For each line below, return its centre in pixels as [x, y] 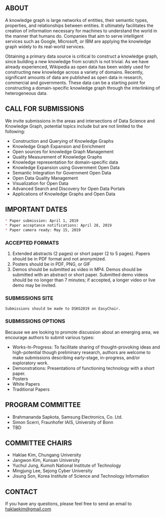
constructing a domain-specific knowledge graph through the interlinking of [82, 88]
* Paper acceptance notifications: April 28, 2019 [58, 226]
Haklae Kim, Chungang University [47, 455]
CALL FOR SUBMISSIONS [45, 109]
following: [15, 131]
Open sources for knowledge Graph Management [63, 152]
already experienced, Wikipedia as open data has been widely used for [78, 67]
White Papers [26, 384]
